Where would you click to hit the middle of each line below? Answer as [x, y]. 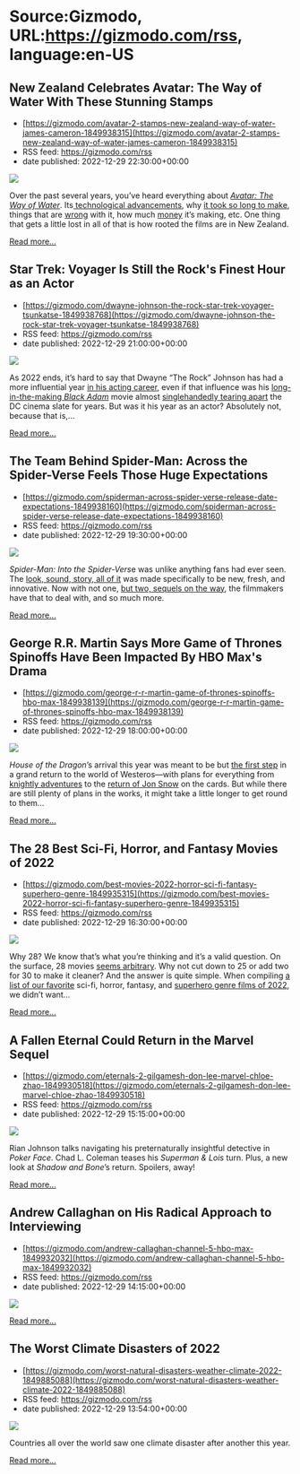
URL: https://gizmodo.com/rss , [126, 35]
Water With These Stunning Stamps [111, 102]
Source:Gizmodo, [76, 17]
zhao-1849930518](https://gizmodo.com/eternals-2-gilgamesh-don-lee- [156, 1086]
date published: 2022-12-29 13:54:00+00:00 [105, 1409]
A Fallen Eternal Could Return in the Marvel [132, 1040]
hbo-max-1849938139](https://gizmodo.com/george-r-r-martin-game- [153, 702]
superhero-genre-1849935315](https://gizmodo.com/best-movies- [146, 894]
